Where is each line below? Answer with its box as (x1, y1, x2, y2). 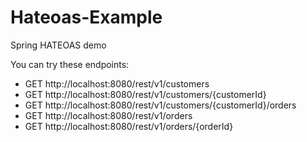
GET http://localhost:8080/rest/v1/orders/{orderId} (24, 120, 234, 132)
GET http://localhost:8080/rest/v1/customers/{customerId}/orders (24, 99, 297, 111)
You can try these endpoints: (10, 58, 130, 70)
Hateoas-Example (10, 6, 163, 29)
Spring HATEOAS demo (10, 39, 107, 51)
